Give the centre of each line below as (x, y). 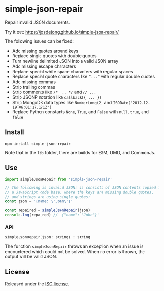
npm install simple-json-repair (38, 144)
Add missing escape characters (44, 66)
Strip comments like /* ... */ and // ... (54, 92)
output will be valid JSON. (31, 256)
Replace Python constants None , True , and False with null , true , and (81, 112)
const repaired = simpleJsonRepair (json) (48, 210)
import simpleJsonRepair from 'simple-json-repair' (59, 179)
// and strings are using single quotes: (48, 197)
